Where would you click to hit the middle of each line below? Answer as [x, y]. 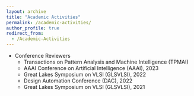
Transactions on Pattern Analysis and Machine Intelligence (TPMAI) [106, 62]
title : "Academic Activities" [44, 17]
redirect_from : [25, 34]
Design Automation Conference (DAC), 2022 [78, 81]
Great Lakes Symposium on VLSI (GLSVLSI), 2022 [85, 75]
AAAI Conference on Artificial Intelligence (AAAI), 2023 [91, 68]
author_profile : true [33, 28]
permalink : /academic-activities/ [49, 22]
